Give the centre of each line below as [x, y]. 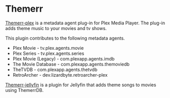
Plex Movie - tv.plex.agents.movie [48, 48]
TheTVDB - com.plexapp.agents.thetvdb [55, 70]
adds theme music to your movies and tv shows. [56, 28]
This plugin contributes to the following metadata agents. [65, 38]
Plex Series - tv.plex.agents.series [48, 53]
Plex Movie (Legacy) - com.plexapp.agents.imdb [64, 58]
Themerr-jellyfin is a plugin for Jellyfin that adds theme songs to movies [81, 85]
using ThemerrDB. [25, 90]
